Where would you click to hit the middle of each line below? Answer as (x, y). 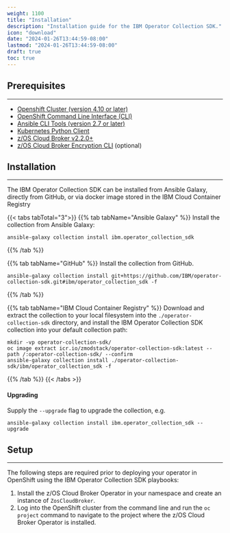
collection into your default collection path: (67, 330)
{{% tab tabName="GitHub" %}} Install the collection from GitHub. (100, 263)
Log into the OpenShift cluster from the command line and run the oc (114, 508)
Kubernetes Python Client (53, 130)
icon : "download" (32, 33)
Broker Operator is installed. (56, 523)
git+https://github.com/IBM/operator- (167, 276)
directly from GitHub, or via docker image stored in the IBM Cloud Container (114, 197)
